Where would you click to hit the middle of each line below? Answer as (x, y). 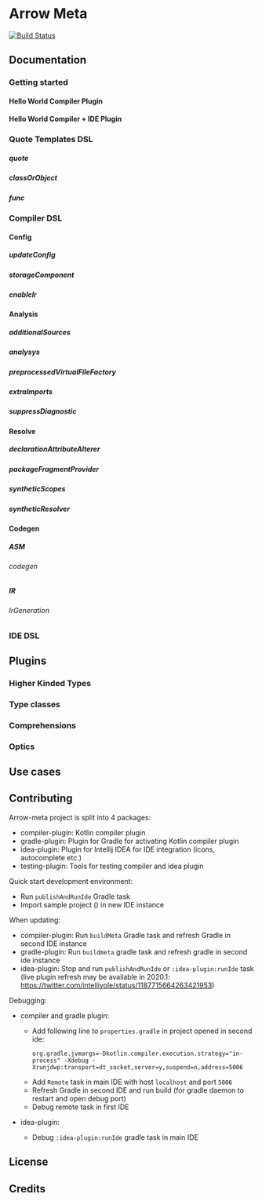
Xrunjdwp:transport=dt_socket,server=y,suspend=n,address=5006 (138, 1067)
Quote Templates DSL (51, 140)
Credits (27, 1189)
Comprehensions (43, 725)
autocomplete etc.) (51, 857)
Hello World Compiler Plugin (56, 101)
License (29, 1162)
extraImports (31, 392)
